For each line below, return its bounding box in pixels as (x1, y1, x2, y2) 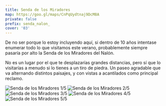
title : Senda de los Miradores (5, 7, 70, 12)
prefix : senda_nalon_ (5, 21, 50, 26)
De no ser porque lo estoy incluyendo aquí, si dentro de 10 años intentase (5, 39, 156, 45)
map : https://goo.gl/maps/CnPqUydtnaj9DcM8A (5, 12, 99, 17)
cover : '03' (5, 26, 30, 31)
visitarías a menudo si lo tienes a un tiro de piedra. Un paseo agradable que (5, 65, 161, 71)
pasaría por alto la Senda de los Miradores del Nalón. (5, 50, 114, 56)
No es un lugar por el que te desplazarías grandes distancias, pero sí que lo (5, 60, 161, 66)
